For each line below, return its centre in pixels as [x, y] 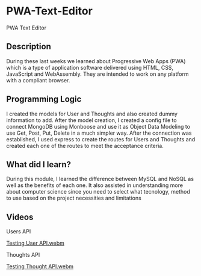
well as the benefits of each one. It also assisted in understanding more [95, 185]
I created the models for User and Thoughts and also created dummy [92, 114]
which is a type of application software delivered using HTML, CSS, [90, 67]
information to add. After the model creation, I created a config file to [91, 120]
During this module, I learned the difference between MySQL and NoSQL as [100, 179]
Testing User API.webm [36, 243]
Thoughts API [23, 255]
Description [29, 47]
